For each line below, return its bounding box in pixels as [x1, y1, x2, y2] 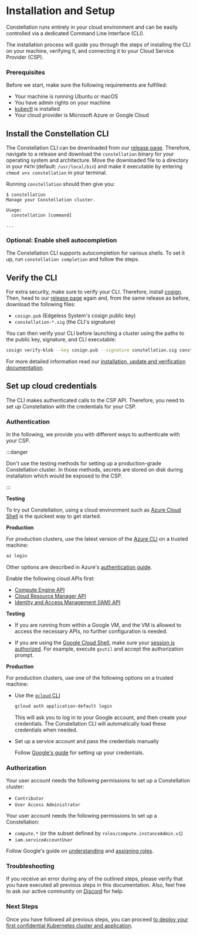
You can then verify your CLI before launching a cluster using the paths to [6, 330, 185, 337]
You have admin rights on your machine [14, 99, 111, 106]
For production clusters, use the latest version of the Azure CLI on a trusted [6, 536, 189, 543]
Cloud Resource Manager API [14, 592, 86, 599]
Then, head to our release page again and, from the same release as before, [6, 294, 191, 301]
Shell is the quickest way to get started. [6, 513, 101, 520]
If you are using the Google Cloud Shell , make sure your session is [14, 639, 175, 646]
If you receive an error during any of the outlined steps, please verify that [6, 875, 183, 882]
